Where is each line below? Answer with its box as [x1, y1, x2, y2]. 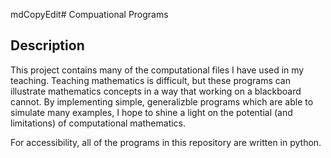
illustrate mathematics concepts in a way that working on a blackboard [10, 85, 302, 97]
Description [10, 37, 85, 54]
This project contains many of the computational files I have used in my [10, 64, 305, 76]
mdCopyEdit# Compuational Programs [10, 9, 169, 20]
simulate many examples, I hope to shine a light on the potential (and [10, 106, 293, 118]
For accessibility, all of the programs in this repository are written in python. [10, 136, 322, 148]
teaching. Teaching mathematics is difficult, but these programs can [10, 74, 291, 86]
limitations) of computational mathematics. [10, 117, 187, 129]
